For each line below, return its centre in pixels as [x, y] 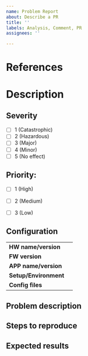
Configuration [32, 232]
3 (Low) [24, 213]
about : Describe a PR [32, 17]
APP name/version [36, 266]
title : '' [18, 22]
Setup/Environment [37, 276]
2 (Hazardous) [32, 136]
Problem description [44, 306]
